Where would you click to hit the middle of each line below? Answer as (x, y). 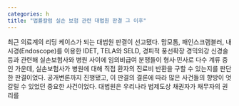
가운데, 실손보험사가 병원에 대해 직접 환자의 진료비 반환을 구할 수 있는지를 (117, 68)
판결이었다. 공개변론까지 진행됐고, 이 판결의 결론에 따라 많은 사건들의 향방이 (119, 77)
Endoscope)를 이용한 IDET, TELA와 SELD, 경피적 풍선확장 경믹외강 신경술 (125, 51)
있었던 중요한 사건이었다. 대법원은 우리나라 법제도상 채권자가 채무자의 (124, 86)
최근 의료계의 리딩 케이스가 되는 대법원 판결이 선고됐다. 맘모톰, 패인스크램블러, (116, 42)
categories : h (29, 14)
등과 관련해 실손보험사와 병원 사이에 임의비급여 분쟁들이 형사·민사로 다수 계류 (114, 59)
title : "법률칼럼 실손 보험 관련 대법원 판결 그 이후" (77, 21)
